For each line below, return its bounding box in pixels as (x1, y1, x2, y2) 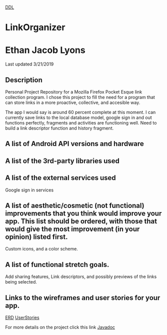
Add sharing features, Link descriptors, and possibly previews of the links (5, 273, 157, 279)
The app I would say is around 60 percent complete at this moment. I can (5, 109, 156, 115)
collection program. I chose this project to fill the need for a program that (5, 94, 155, 100)
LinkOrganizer (5, 22, 65, 33)
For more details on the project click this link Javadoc (5, 324, 115, 330)
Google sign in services (5, 187, 54, 193)
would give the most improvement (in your (5, 224, 140, 233)
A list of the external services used (5, 173, 116, 182)
